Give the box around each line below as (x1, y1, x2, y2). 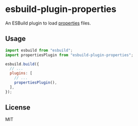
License (5, 103, 31, 112)
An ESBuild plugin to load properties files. (5, 20, 91, 26)
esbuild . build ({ (5, 61, 39, 66)
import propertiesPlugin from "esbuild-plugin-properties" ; (5, 52, 134, 57)
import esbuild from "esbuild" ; (5, 47, 73, 53)
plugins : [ (10, 71, 33, 76)
